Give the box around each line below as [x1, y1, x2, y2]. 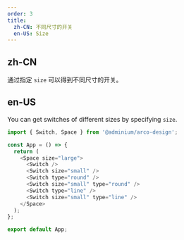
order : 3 [7, 10, 33, 18]
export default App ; [7, 226, 68, 233]
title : [7, 17, 27, 24]
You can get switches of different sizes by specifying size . [7, 115, 178, 123]
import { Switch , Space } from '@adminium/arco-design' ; [7, 128, 178, 136]
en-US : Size [13, 30, 49, 37]
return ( [13, 148, 39, 155]
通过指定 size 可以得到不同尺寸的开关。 [7, 75, 123, 84]
